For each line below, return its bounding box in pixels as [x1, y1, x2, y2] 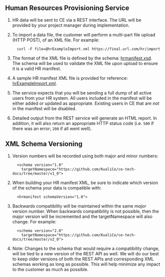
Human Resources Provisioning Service [5, 4, 130, 12]
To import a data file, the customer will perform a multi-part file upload [12, 31, 156, 37]
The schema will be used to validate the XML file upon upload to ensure [12, 60, 158, 66]
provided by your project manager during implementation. [12, 22, 130, 28]
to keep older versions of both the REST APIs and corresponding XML [12, 256, 154, 262]
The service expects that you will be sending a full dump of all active [12, 90, 152, 95]
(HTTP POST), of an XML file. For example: [12, 37, 99, 43]
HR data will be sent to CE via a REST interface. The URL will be [12, 17, 141, 23]
